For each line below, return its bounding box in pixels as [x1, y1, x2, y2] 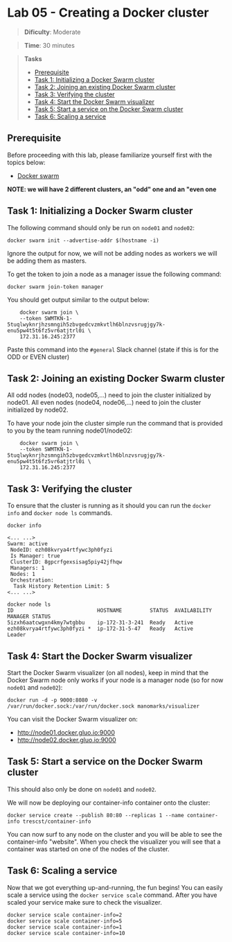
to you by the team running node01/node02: [7, 426, 133, 435]
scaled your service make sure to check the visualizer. [7, 898, 163, 906]
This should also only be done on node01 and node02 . [7, 785, 157, 793]
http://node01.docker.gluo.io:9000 [17, 729, 116, 736]
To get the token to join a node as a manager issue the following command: [7, 270, 222, 278]
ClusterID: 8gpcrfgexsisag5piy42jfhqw [10, 559, 123, 566]
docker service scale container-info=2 [7, 912, 123, 918]
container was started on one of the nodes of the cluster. [7, 844, 170, 853]
